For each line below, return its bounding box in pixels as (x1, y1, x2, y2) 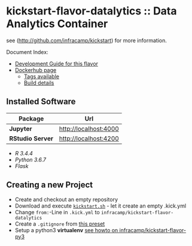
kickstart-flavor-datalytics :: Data (6, 4, 177, 18)
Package (19, 114, 44, 122)
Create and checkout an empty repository (14, 196, 118, 203)
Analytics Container (6, 17, 108, 31)
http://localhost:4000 (59, 124, 120, 133)
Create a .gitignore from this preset (14, 220, 105, 227)
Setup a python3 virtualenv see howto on (14, 226, 118, 233)
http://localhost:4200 (59, 134, 120, 142)
